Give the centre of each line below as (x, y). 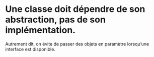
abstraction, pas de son (55, 20)
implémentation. (41, 30)
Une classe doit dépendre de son (75, 9)
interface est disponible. (30, 49)
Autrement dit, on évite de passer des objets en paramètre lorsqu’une (77, 44)
